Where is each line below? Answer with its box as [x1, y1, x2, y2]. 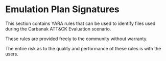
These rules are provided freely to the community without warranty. [5, 36, 148, 42]
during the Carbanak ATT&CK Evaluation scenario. [5, 25, 111, 32]
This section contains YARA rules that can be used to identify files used [5, 20, 156, 26]
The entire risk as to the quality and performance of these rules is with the [5, 45, 161, 51]
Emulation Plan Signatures [5, 4, 120, 15]
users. [5, 51, 19, 57]
